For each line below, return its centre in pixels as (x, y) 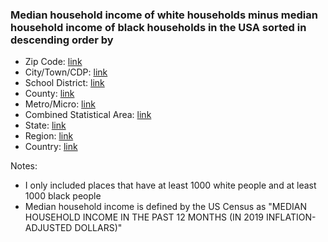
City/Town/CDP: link (66, 72)
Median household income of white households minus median (164, 15)
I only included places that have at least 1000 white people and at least (170, 185)
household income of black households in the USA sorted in (158, 27)
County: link (49, 94)
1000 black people (63, 196)
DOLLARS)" (98, 228)
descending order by (62, 40)
